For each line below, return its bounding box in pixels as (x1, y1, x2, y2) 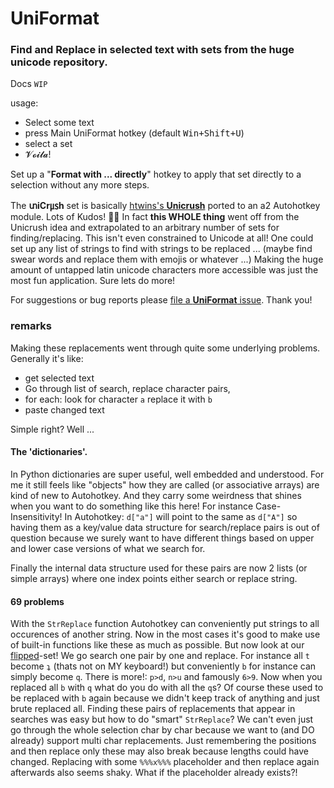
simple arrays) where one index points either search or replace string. (10, 572, 298, 584)
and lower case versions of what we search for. (10, 542, 206, 554)
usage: (10, 97, 39, 109)
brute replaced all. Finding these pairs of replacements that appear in (10, 703, 296, 715)
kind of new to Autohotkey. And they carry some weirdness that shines (10, 489, 302, 501)
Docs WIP (10, 78, 48, 90)
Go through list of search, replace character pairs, (24, 382, 231, 394)
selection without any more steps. (10, 179, 150, 191)
